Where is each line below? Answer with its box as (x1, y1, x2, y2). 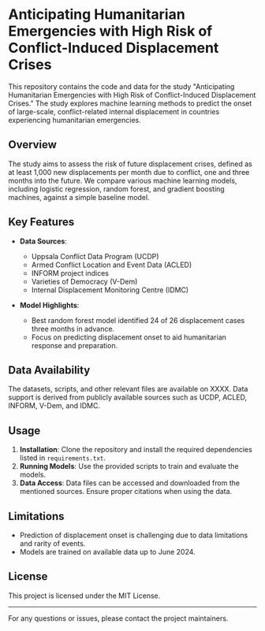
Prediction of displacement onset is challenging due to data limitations (19, 530, 248, 540)
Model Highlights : (19, 300, 80, 310)
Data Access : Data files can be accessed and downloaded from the (19, 478, 241, 488)
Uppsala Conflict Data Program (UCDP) (31, 251, 159, 261)
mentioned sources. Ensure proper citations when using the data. (19, 487, 233, 496)
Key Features (8, 215, 75, 229)
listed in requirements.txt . (19, 453, 106, 462)
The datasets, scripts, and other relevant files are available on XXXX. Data (8, 384, 248, 394)
